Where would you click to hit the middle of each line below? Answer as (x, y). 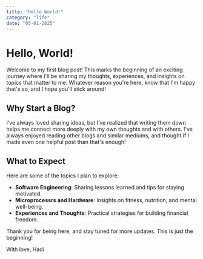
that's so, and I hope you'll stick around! (56, 89)
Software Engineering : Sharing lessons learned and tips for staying (100, 187)
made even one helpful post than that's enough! (66, 142)
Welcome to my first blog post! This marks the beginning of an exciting (95, 70)
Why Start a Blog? (41, 108)
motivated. (28, 194)
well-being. (29, 206)
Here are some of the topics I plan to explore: (63, 175)
